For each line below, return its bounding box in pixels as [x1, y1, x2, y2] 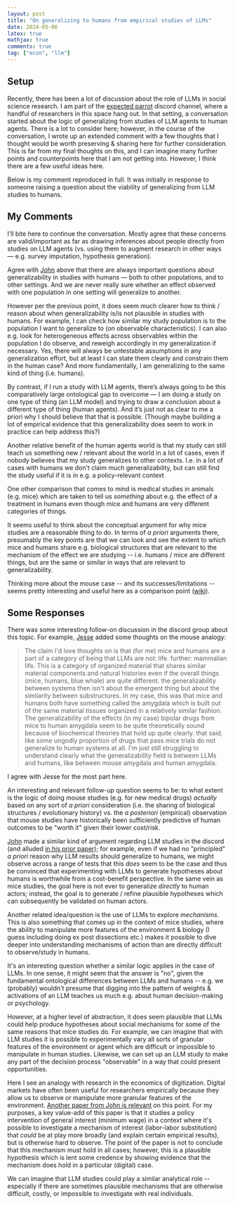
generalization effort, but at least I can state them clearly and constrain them [7, 353, 229, 362]
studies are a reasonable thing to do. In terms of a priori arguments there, [7, 528, 220, 536]
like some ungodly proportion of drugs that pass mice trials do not [24, 736, 216, 745]
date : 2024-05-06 [7, 23, 58, 30]
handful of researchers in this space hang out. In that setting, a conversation [7, 109, 228, 118]
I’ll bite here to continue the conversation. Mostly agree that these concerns [7, 229, 227, 238]
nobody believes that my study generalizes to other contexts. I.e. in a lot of [7, 455, 223, 465]
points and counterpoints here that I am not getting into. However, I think [7, 154, 217, 163]
